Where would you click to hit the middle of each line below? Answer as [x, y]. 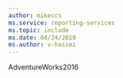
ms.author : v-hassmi [42, 45]
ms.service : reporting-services [61, 23]
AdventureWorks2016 [44, 67]
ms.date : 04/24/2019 [42, 37]
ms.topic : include [38, 30]
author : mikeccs [35, 15]
